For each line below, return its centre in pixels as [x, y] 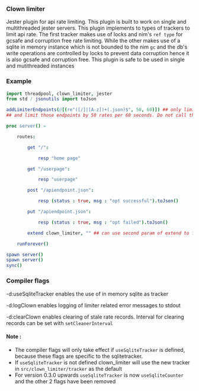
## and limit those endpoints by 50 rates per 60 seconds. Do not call [96, 115]
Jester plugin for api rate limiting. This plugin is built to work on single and [96, 22]
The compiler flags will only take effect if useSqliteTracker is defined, [100, 349]
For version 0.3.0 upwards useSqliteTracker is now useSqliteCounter [99, 375]
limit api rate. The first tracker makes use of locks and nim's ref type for [94, 34]
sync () [14, 266]
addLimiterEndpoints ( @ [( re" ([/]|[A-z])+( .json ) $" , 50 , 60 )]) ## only [94, 110]
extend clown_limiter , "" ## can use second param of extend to [108, 233]
